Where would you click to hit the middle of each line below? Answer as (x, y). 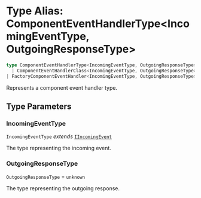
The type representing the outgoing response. (63, 188)
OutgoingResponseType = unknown (46, 176)
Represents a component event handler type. (62, 87)
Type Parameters (39, 106)
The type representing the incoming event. (59, 148)
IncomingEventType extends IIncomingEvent (59, 136)
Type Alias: (35, 11)
